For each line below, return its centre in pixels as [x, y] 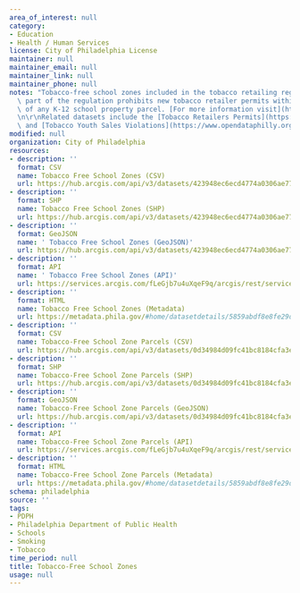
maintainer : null [42, 59]
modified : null [37, 134]
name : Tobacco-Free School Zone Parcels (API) [105, 442]
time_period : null [43, 558]
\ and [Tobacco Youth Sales [70, 126]
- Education [31, 34]
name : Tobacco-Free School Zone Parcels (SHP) [105, 375]
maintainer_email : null [54, 68]
